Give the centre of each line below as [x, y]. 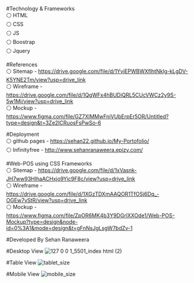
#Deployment [23, 134]
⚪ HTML [17, 15]
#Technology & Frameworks [41, 9]
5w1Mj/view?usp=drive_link [40, 101]
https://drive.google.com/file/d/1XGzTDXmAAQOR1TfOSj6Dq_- [83, 194]
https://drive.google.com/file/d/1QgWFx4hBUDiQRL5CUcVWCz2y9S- [91, 95]
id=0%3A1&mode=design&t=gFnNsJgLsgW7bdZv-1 [69, 228]
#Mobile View [23, 274]
